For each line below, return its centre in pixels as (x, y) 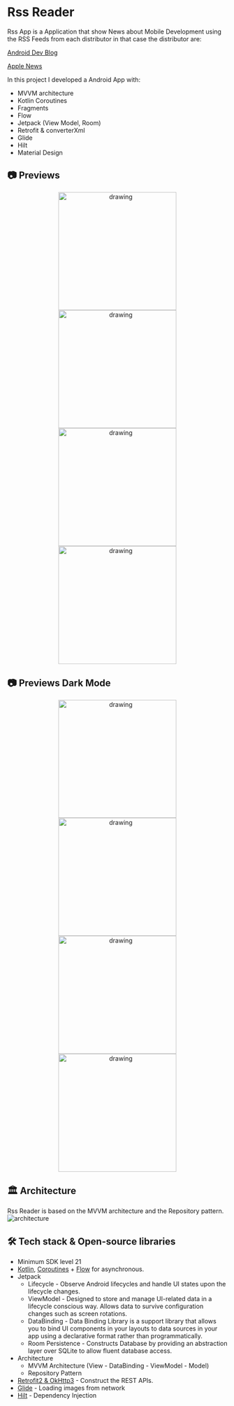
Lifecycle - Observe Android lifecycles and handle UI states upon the (127, 1284)
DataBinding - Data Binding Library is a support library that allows (122, 1321)
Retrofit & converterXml (51, 130)
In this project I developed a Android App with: (74, 79)
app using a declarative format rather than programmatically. (115, 1336)
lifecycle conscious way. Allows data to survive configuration (116, 1306)
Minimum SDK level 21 (49, 1262)
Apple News (25, 66)
